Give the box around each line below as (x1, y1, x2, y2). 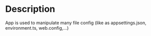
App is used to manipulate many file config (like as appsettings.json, (5, 20, 147, 26)
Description (5, 3, 55, 15)
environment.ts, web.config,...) (5, 25, 69, 31)
